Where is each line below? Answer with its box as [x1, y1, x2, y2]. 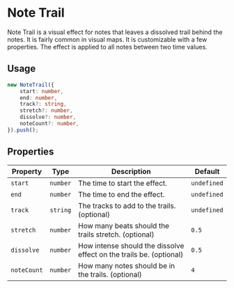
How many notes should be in [77, 261, 175, 271]
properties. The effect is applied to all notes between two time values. [7, 42, 208, 51]
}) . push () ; [7, 127, 39, 134]
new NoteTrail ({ [7, 81, 54, 88]
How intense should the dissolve [77, 241, 185, 250]
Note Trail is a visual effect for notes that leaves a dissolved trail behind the [7, 28, 223, 36]
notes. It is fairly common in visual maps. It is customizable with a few [7, 35, 208, 43]
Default [194, 166, 220, 176]
